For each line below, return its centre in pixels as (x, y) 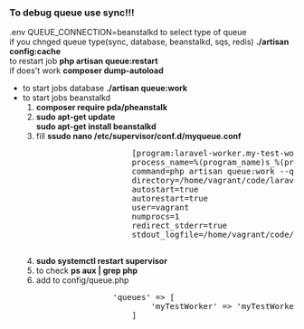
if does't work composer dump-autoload (87, 70)
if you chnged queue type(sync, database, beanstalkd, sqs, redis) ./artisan (149, 42)
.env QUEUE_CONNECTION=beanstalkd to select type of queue (128, 33)
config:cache (35, 52)
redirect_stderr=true (180, 226)
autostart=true (165, 190)
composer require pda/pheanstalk (102, 108)
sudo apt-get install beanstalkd (96, 127)
